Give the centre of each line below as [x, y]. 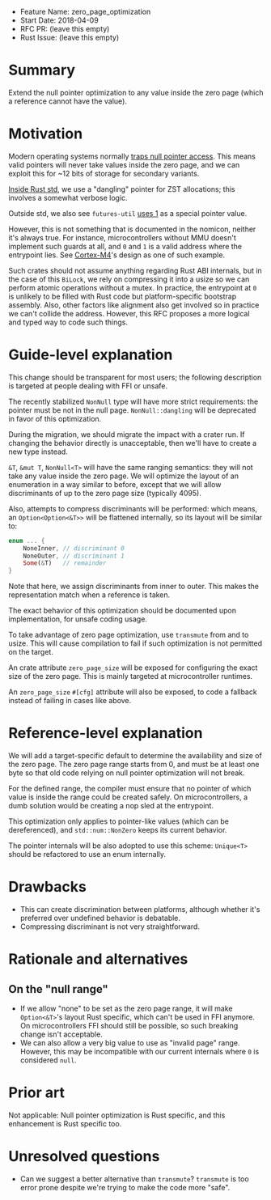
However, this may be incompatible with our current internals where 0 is [140, 1052]
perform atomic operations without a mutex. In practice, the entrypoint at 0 [133, 287]
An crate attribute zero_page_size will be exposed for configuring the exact [133, 668]
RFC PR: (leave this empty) [65, 29]
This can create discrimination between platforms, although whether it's [140, 910]
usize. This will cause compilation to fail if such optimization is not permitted [135, 643]
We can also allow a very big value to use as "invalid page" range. [130, 1043]
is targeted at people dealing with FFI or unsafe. [88, 386]
